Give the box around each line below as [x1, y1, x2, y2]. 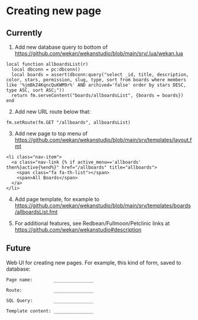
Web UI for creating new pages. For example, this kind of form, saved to [6, 259, 181, 266]
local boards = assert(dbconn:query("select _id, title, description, [11, 72, 189, 78]
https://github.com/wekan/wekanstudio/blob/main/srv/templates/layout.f [14, 137, 192, 143]
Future [6, 243, 31, 254]
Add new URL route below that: [14, 108, 91, 115]
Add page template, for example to [14, 196, 99, 202]
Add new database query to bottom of [14, 43, 108, 50]
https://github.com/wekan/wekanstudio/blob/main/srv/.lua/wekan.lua [14, 50, 183, 57]
